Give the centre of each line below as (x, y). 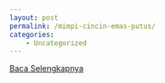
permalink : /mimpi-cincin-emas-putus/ (82, 26)
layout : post (34, 18)
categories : (32, 34)
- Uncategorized (57, 43)
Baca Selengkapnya (47, 69)
